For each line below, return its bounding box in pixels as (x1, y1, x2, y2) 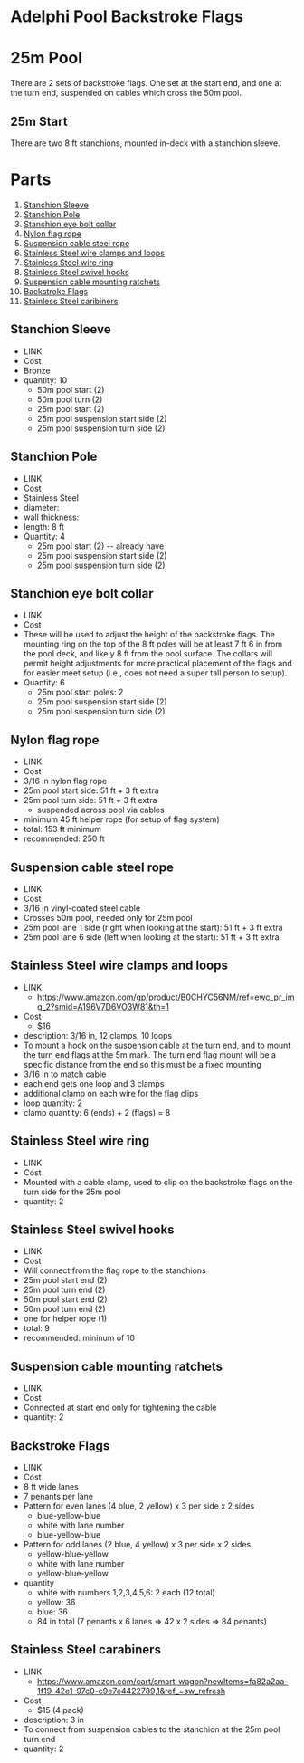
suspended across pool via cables (36, 804, 166, 816)
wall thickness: (23, 512, 80, 522)
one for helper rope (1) (23, 1313, 108, 1324)
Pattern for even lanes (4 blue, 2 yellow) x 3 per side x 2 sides (23, 1500, 255, 1511)
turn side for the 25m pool (23, 1186, 121, 1197)
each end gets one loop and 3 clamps (23, 1078, 165, 1088)
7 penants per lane (23, 1491, 94, 1501)
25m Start (10, 113, 68, 129)
